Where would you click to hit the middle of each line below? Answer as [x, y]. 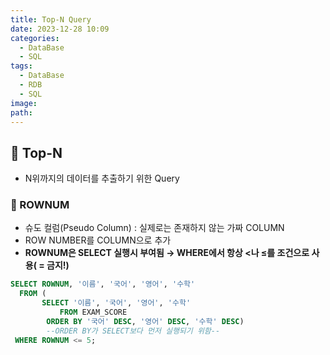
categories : [35, 38]
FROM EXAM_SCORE [93, 312]
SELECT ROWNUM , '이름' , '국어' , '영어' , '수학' [103, 284]
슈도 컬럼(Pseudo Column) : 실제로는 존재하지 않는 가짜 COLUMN [154, 228]
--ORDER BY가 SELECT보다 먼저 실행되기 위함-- [133, 331]
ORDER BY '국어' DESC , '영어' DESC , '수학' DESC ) [145, 321]
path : [21, 112]
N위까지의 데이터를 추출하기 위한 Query [102, 178]
